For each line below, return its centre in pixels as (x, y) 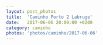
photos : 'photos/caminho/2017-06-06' (52, 33)
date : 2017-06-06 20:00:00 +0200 (49, 22)
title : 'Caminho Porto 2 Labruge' (49, 17)
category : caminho (28, 28)
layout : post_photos (31, 11)
